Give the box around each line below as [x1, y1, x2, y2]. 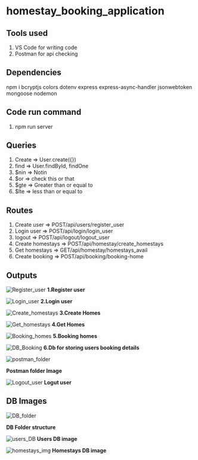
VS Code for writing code [14, 44, 78, 51]
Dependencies [6, 68, 61, 78]
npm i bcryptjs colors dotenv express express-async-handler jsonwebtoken [6, 83, 193, 90]
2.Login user [40, 298, 73, 305]
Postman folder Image [6, 367, 63, 374]
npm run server [14, 123, 53, 130]
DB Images [6, 396, 47, 406]
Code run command [6, 107, 82, 117]
